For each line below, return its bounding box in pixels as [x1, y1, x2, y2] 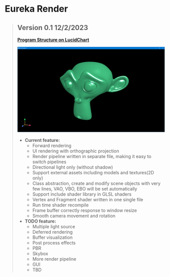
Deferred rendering [32, 229, 73, 235]
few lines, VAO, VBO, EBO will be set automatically [32, 186, 138, 192]
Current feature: [24, 137, 60, 143]
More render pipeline [32, 256, 77, 262]
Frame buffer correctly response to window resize [32, 207, 138, 213]
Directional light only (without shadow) [32, 164, 113, 170]
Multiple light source [32, 224, 76, 230]
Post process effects [32, 240, 76, 246]
